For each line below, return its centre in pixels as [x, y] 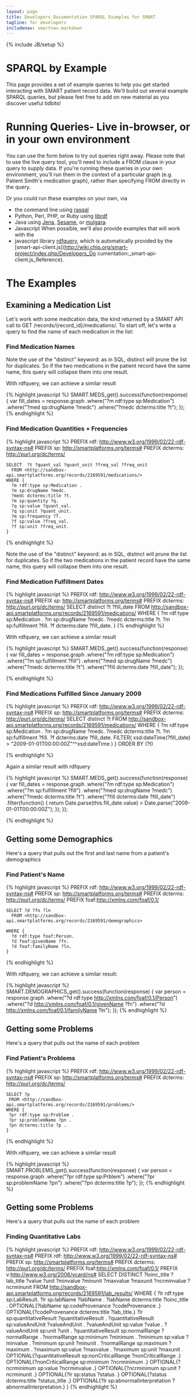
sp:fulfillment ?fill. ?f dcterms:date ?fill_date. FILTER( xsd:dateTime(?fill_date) [98, 738]
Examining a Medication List [59, 305]
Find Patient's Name [35, 874]
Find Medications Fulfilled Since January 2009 [74, 694]
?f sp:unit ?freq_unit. [40, 526]
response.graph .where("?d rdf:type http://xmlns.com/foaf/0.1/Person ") [92, 998]
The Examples [42, 283]
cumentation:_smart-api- [127, 254]
